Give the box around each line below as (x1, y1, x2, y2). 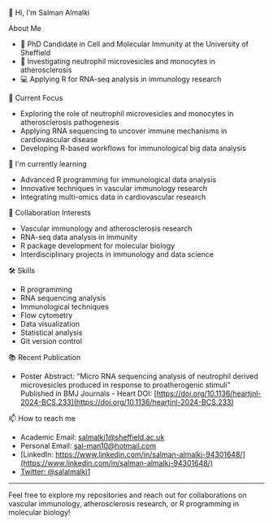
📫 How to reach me (8, 414, 76, 423)
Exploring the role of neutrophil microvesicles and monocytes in (19, 109, 234, 118)
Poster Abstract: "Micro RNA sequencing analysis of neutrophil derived (19, 371, 258, 381)
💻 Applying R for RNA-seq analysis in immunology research (19, 74, 222, 84)
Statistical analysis (19, 328, 83, 337)
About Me (8, 24, 42, 33)
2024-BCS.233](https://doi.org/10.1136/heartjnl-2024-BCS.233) (19, 397, 234, 406)
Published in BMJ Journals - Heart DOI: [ (19, 388, 157, 398)
